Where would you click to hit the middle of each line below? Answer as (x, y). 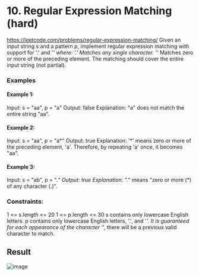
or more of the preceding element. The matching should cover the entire (95, 59)
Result (19, 252)
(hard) (23, 23)
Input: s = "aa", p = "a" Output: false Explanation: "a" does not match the (96, 108)
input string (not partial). (37, 65)
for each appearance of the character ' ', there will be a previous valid (92, 227)
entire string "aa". (28, 114)
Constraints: (25, 201)
